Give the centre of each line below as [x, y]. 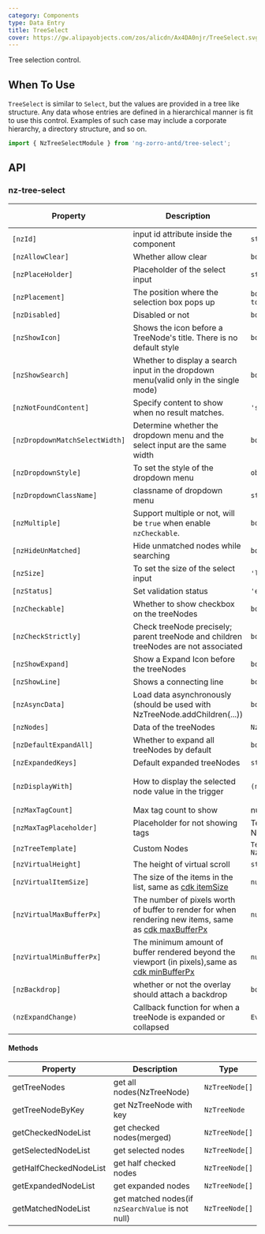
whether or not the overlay [182, 985]
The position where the [176, 292]
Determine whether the [175, 425]
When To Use [42, 85]
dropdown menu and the [179, 435]
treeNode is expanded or [179, 1017]
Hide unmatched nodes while [187, 545]
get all [125, 1082]
